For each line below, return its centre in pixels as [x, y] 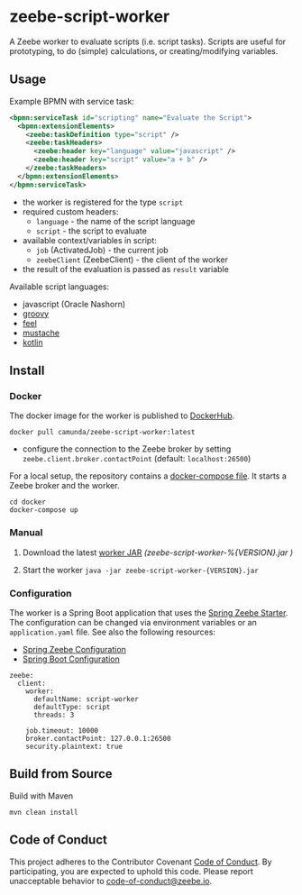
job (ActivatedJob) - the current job [102, 250]
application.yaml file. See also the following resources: [113, 632]
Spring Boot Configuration [71, 659]
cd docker [28, 502]
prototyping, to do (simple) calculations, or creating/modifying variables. [144, 50]
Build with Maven [41, 796]
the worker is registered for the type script [102, 202]
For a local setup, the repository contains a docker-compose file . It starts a [148, 476]
